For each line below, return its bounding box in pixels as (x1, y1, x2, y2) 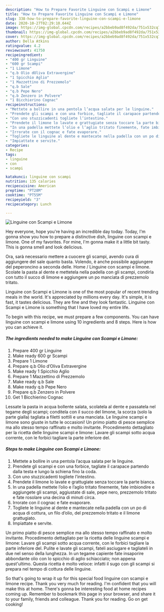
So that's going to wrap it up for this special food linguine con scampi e (5, 575, 148, 581)
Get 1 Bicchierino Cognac (12, 394, 64, 400)
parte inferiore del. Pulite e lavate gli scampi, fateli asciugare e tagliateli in (5, 545, 153, 551)
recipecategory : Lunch (5, 202, 52, 207)
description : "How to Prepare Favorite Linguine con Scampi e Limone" (5, 7, 152, 12)
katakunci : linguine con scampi (5, 174, 71, 179)
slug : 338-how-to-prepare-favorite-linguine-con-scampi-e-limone (5, 16, 141, 21)
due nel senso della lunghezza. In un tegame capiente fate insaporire (5, 551, 144, 556)
